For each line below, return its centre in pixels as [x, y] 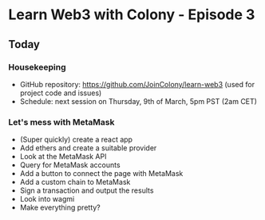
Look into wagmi [47, 199]
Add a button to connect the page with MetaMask [101, 174]
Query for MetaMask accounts [70, 165]
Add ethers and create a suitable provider [88, 148]
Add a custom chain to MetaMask [75, 182]
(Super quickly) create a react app [76, 140]
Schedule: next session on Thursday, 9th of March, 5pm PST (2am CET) [138, 101]
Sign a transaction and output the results [87, 190]
